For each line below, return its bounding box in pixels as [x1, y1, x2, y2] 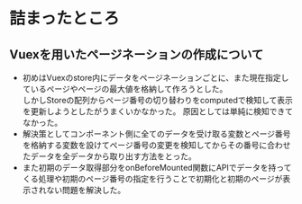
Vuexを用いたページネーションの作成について [9, 47, 264, 62]
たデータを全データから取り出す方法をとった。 [22, 151, 197, 162]
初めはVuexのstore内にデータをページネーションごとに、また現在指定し [22, 73, 289, 83]
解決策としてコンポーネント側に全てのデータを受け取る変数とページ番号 [22, 129, 291, 139]
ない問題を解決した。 [46, 185, 126, 195]
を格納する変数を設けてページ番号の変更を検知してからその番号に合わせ [22, 140, 291, 150]
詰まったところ [9, 8, 120, 29]
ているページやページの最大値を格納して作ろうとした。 [22, 84, 228, 94]
